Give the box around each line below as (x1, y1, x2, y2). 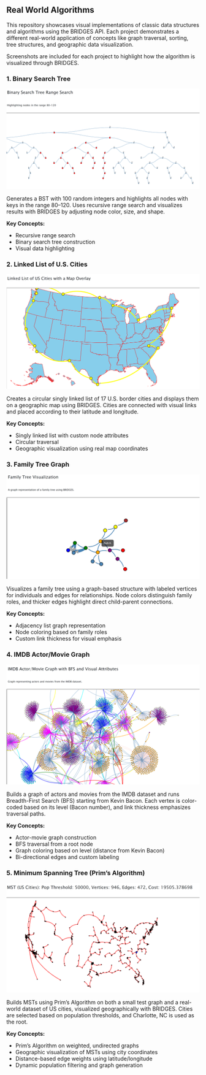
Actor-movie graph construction (15, 834, 97, 841)
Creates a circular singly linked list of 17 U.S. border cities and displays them (6, 395, 199, 402)
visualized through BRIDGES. (6, 59, 80, 66)
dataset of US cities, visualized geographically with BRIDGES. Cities (21, 1005, 193, 1012)
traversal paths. (6, 810, 46, 817)
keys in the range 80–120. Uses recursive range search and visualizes (6, 201, 183, 208)
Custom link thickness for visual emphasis (15, 635, 122, 642)
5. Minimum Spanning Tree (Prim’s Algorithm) (6, 869, 145, 878)
